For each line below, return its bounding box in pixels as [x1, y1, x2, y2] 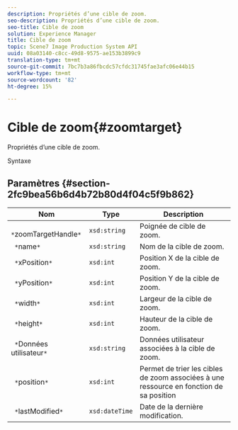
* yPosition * [14, 278, 53, 288]
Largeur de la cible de [139, 294, 212, 303]
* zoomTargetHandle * [11, 230, 81, 239]
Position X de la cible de [139, 253, 220, 263]
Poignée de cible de [139, 221, 206, 231]
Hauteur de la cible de [139, 315, 213, 324]
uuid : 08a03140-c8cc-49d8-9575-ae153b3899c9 [7, 50, 141, 57]
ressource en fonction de [139, 382, 223, 391]
